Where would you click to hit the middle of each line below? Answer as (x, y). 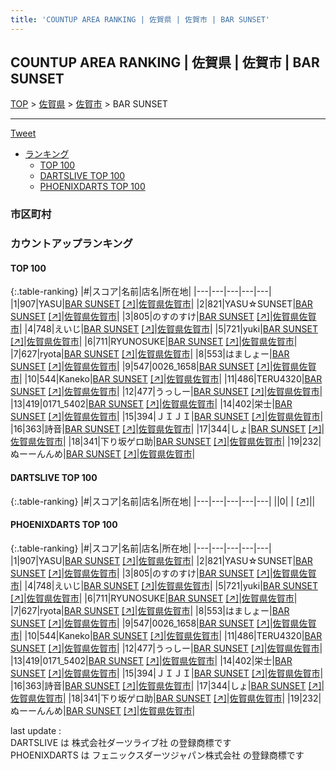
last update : (36, 730)
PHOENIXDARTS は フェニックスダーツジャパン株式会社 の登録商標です (157, 755)
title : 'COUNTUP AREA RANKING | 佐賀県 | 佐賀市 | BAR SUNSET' (140, 19)
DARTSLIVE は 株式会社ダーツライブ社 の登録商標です (121, 742)
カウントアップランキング (71, 244)
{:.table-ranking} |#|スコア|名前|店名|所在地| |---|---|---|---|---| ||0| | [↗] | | (163, 501)
